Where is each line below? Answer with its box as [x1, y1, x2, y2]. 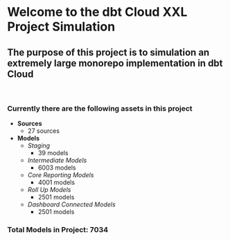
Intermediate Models [27, 157, 87, 165]
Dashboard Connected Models [27, 200, 116, 208]
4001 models [37, 178, 75, 187]
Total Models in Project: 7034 [7, 225, 109, 235]
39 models [37, 149, 69, 157]
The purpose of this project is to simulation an [7, 46, 210, 58]
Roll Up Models [27, 186, 71, 194]
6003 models [37, 163, 76, 172]
